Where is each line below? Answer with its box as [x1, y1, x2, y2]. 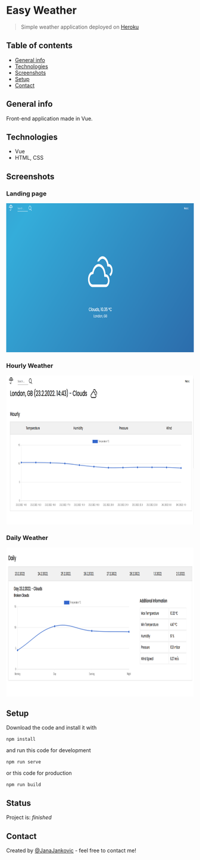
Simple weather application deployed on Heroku [20, 23, 139, 30]
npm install [6, 737, 36, 743]
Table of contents [6, 41, 73, 51]
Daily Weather [6, 534, 49, 542]
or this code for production [6, 769, 73, 777]
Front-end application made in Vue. [6, 114, 93, 122]
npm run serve [6, 759, 42, 765]
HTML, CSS [14, 154, 43, 162]
